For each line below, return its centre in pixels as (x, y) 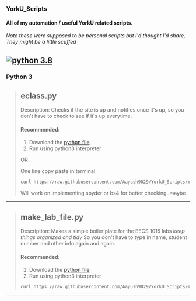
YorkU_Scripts (27, 9)
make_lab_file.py (52, 217)
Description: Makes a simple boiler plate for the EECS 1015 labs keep (103, 231)
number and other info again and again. (68, 244)
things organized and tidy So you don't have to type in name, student (104, 237)
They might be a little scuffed (41, 42)
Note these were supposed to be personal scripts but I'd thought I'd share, (96, 36)
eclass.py (38, 96)
